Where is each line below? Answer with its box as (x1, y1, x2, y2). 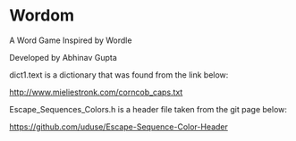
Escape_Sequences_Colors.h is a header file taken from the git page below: (9, 104, 288, 114)
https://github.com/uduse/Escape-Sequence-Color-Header (9, 121, 228, 132)
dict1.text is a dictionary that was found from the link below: (9, 69, 229, 80)
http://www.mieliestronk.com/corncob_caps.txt (9, 87, 183, 97)
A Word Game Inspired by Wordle (9, 35, 132, 46)
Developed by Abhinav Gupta (9, 52, 118, 62)
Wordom (9, 5, 74, 26)
